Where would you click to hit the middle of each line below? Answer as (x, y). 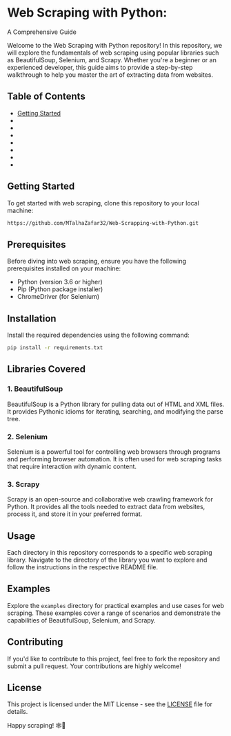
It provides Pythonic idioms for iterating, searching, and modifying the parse (115, 411)
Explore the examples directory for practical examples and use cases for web (116, 605)
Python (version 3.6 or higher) (60, 282)
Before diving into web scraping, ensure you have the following (97, 261)
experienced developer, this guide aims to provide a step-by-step (100, 67)
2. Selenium (28, 436)
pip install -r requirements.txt (55, 348)
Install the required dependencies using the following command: (98, 335)
